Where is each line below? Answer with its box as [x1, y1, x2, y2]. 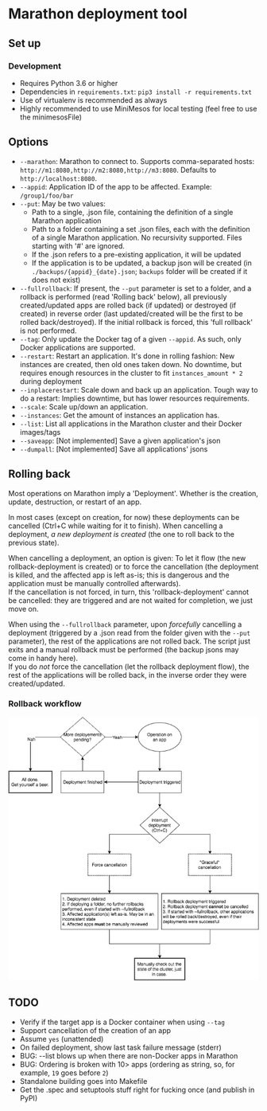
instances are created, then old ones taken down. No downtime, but [19, 359, 242, 369]
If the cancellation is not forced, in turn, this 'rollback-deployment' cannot [8, 587, 250, 597]
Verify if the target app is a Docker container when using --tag [19, 1017, 225, 1027]
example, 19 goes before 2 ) [19, 1068, 109, 1078]
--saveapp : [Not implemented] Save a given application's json [19, 436, 221, 445]
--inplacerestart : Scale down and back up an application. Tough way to [19, 385, 258, 394]
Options [8, 135, 49, 149]
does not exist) [31, 275, 81, 284]
